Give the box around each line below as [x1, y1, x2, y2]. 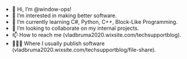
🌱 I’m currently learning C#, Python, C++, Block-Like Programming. [11, 18, 178, 25]
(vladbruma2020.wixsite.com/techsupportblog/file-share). [11, 46, 156, 53]
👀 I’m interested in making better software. [11, 12, 117, 19]
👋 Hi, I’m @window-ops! [11, 6, 72, 13]
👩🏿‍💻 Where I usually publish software [11, 40, 105, 47]
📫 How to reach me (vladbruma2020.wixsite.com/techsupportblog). [11, 32, 182, 38]
